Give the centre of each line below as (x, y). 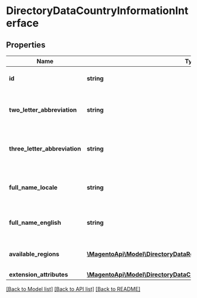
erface (23, 23)
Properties (26, 45)
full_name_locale (33, 187)
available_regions (34, 254)
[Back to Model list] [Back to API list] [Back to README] (73, 289)
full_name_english (35, 222)
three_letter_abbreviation (45, 149)
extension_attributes (39, 275)
